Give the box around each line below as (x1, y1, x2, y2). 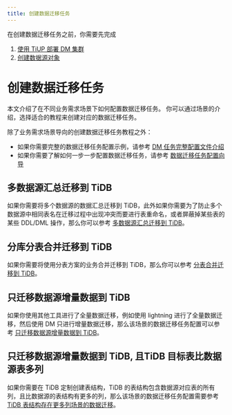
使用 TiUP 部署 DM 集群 (17, 44, 85, 53)
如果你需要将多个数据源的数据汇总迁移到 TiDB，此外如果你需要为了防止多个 (7, 201, 222, 210)
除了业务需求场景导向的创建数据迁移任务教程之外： (7, 127, 153, 136)
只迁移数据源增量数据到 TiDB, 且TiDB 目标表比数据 (7, 351, 222, 362)
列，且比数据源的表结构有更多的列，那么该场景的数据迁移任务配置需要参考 (7, 391, 219, 400)
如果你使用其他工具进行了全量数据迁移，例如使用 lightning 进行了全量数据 (7, 311, 217, 319)
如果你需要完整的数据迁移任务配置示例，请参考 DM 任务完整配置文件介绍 (17, 142, 224, 151)
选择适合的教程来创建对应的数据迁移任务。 (19, 113, 140, 121)
